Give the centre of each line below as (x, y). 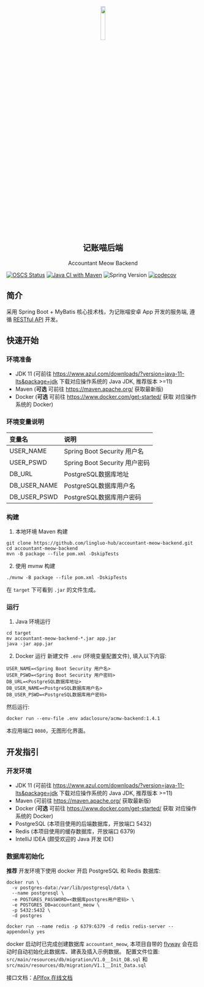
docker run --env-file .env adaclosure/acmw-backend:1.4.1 (83, 719)
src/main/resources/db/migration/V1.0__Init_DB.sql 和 (77, 959)
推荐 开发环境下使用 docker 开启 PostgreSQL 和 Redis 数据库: (84, 871)
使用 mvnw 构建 (35, 565)
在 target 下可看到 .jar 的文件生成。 (53, 589)
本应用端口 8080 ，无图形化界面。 (47, 731)
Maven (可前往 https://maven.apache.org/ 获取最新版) (83, 800)
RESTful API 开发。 (37, 319)
